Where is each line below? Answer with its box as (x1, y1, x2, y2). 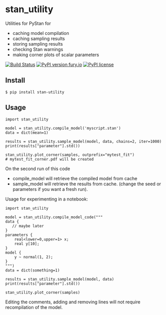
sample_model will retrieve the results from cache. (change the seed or (12, 181, 161, 187)
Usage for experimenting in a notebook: (5, 196, 88, 202)
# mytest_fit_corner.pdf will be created (5, 156, 94, 162)
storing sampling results (12, 41, 63, 47)
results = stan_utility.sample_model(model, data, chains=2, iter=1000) (5, 139, 162, 144)
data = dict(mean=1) (5, 130, 49, 135)
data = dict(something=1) (5, 267, 60, 273)
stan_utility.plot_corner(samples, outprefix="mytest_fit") (5, 152, 135, 158)
